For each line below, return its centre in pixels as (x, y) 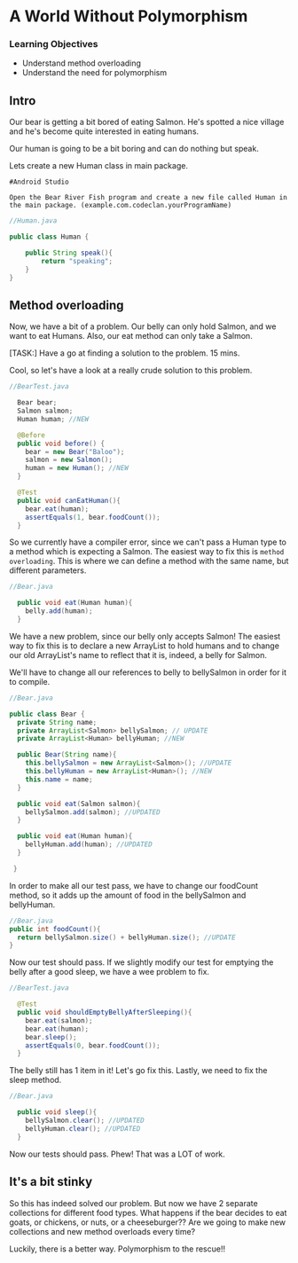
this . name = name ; (59, 779)
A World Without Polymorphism (129, 16)
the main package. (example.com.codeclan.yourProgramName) (121, 206)
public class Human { (49, 237)
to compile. (30, 681)
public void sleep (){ (57, 1112)
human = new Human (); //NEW (77, 468)
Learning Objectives (54, 44)
